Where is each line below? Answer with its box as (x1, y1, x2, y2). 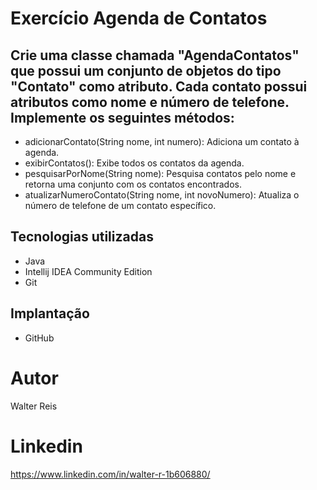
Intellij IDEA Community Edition (24, 265, 153, 277)
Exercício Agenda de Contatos (10, 7, 268, 30)
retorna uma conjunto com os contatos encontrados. (24, 178, 242, 190)
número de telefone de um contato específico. (24, 200, 217, 211)
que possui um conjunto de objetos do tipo (10, 62, 282, 79)
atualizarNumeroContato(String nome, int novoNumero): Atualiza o (24, 189, 300, 201)
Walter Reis (10, 400, 58, 412)
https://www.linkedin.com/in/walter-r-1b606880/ (10, 468, 211, 480)
